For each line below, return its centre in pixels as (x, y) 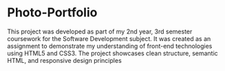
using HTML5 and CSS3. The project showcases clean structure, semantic (112, 53)
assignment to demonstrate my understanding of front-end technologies (110, 46)
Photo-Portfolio (52, 13)
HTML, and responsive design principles (64, 60)
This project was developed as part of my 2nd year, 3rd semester (100, 31)
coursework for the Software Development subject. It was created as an (109, 38)
